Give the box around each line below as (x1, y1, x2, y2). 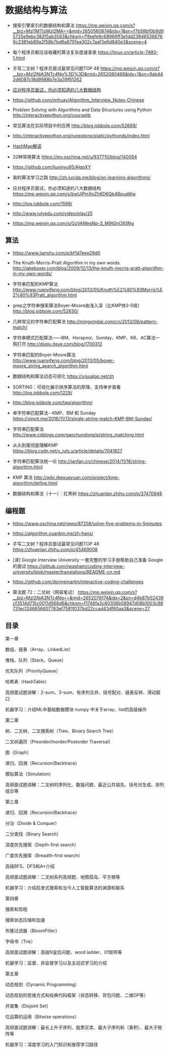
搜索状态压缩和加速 (5, 917, 45, 923)
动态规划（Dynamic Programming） (5, 982, 80, 988)
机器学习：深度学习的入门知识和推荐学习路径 (5, 1041, 98, 1047)
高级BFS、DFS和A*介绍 (5, 863, 54, 869)
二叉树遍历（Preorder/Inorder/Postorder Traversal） (5, 739, 114, 745)
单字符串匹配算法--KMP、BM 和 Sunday (12, 410, 96, 416)
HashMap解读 (12, 143, 42, 149)
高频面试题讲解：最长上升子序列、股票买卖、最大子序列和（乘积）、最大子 (5, 1025, 158, 1031)
